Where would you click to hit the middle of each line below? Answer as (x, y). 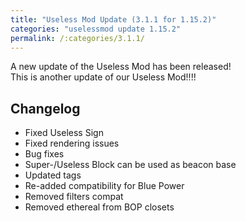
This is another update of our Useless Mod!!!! (103, 77)
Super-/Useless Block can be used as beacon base (130, 165)
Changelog (45, 108)
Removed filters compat (74, 197)
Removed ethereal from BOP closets (99, 207)
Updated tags (53, 175)
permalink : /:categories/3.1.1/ (77, 38)
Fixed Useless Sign (64, 133)
